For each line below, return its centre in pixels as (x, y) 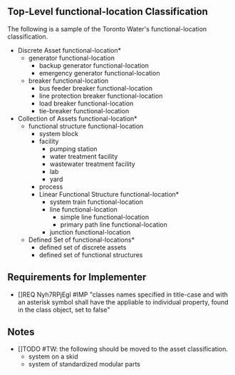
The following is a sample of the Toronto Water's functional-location (107, 29)
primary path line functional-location (114, 225)
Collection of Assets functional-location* (77, 118)
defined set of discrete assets (83, 247)
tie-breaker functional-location (84, 111)
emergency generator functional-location (99, 73)
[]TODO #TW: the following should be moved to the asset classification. (123, 349)
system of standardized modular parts (84, 364)
